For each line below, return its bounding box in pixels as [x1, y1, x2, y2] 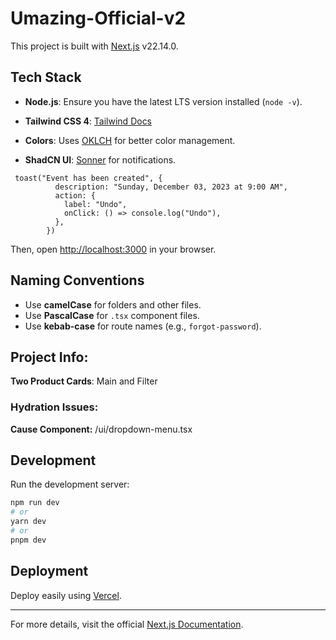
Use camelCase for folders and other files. [24, 298, 202, 311]
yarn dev [10, 517, 47, 527]
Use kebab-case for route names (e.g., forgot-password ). [24, 320, 262, 332]
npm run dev [10, 498, 60, 508]
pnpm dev [10, 535, 47, 545]
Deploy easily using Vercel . [10, 589, 122, 601]
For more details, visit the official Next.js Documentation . [10, 618, 244, 630]
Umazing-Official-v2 [10, 7, 187, 30]
